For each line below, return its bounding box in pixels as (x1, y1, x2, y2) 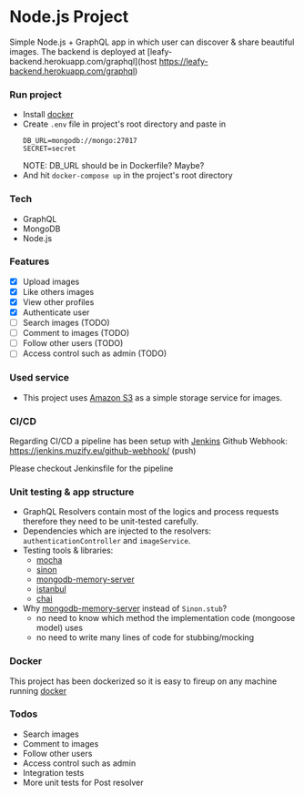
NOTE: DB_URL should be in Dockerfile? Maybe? (22, 160, 205, 171)
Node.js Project (9, 6, 129, 27)
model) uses (35, 622, 84, 634)
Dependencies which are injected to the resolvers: (22, 525, 212, 536)
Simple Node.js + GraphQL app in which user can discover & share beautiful (9, 36, 295, 47)
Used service (9, 372, 70, 384)
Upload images (22, 276, 80, 287)
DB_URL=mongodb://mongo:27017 (22, 137, 138, 146)
